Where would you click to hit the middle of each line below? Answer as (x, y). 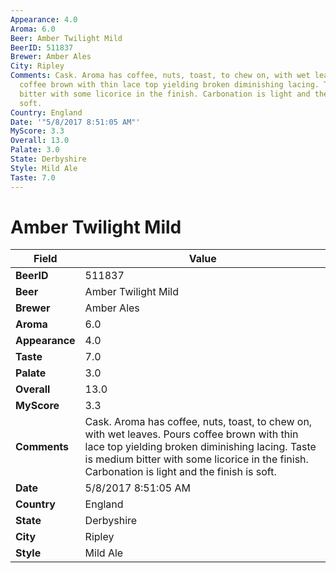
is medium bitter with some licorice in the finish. (196, 459)
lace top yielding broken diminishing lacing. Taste (200, 447)
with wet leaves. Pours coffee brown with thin (191, 434)
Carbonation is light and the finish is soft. (180, 472)
